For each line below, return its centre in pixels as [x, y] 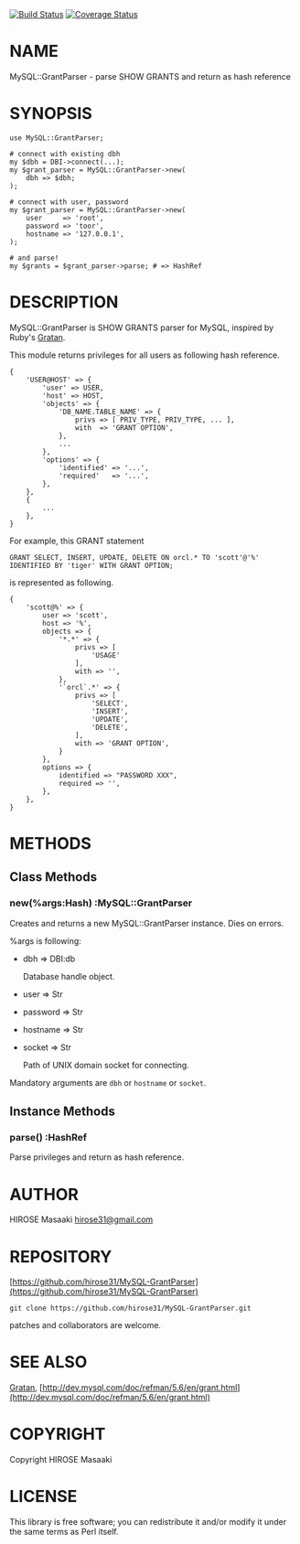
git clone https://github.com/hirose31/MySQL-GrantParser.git [130, 1308]
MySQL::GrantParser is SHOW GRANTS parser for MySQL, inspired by [142, 327]
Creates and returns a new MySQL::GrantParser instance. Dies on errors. [147, 923]
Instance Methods [63, 1112]
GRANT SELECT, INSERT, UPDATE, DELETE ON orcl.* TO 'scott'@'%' [134, 557]
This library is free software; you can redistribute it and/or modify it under [148, 1522]
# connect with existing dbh [65, 154]
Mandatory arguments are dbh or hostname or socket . [108, 1082]
